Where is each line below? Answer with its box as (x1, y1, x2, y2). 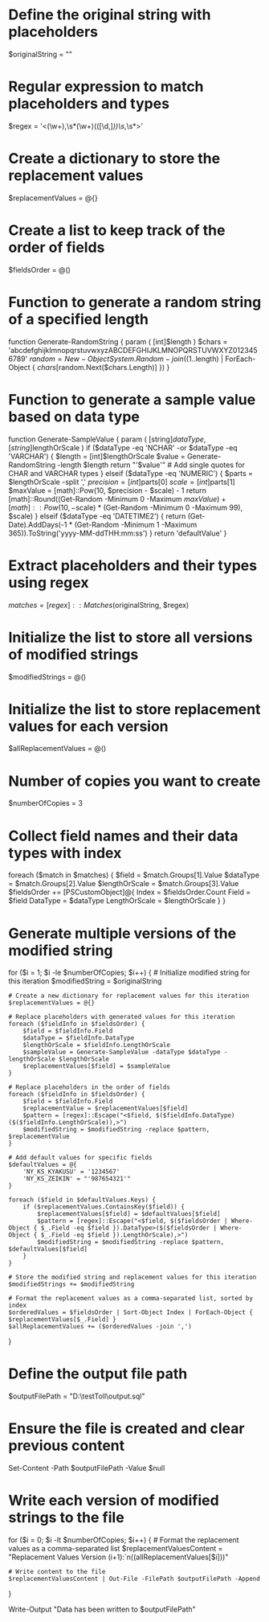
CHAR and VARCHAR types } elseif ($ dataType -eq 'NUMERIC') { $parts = (8, 468, 254, 478)
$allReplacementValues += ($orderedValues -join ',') (8, 1323, 193, 1331)
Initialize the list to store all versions (8, 628, 253, 647)
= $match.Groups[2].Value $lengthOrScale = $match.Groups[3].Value (8, 879, 239, 889)
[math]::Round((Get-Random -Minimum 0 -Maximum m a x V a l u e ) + (8, 494, 226, 503)
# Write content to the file (8, 1568, 106, 1576)
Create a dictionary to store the (8, 150, 221, 168)
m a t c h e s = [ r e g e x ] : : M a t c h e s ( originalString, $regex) (8, 600, 190, 610)
